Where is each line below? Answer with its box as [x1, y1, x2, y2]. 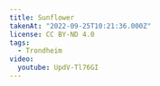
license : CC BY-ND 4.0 [9, 30, 95, 39]
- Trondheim [17, 47, 63, 56]
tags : [9, 38, 30, 47]
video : [9, 55, 34, 64]
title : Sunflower [9, 13, 75, 22]
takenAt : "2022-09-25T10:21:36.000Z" [9, 21, 152, 30]
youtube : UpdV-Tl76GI [17, 64, 99, 73]
